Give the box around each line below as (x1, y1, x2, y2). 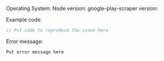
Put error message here (6, 49, 64, 55)
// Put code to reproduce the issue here (6, 27, 109, 33)
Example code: (6, 16, 42, 23)
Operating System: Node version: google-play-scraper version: (6, 5, 158, 12)
